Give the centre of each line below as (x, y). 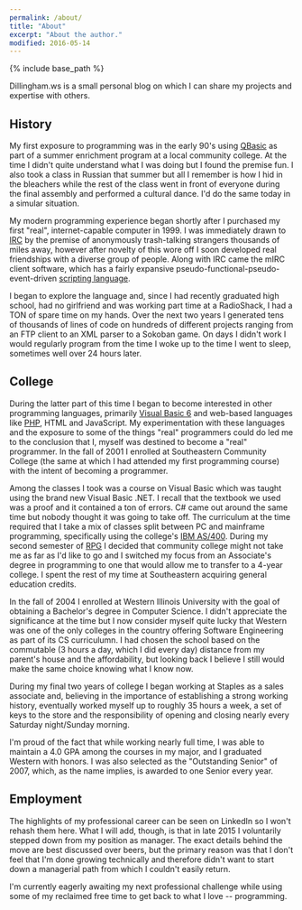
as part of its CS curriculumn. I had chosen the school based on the (135, 640)
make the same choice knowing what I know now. (101, 668)
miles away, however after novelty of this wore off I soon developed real (143, 250)
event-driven (33, 279)
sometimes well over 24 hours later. (76, 354)
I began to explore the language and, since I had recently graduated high (144, 296)
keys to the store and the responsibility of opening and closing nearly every (150, 715)
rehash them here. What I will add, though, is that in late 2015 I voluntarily (145, 831)
